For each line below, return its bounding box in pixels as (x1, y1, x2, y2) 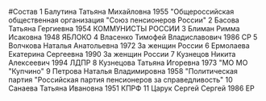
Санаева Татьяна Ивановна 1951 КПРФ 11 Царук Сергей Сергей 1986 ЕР (8, 83, 256, 93)
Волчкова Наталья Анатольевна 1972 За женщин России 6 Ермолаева (8, 41, 250, 50)
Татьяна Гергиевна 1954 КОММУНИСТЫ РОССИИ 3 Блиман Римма (8, 24, 240, 33)
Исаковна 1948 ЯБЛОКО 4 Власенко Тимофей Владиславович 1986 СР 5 (8, 32, 258, 42)
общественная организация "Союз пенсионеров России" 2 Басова (8, 15, 239, 25)
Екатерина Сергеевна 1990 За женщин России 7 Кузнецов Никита (8, 50, 236, 59)
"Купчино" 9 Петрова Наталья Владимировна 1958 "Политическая (8, 67, 238, 75)
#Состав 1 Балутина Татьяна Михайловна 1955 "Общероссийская (8, 7, 235, 16)
